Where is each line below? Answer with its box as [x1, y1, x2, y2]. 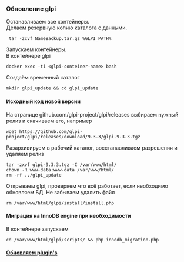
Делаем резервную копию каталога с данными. [6, 24, 128, 31]
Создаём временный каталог [6, 74, 80, 81]
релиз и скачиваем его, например [6, 117, 92, 124]
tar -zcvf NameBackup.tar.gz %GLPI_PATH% [8, 36, 112, 42]
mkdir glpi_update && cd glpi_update [6, 85, 99, 91]
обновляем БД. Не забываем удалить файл [6, 188, 115, 195]
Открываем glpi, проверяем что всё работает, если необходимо [6, 182, 169, 190]
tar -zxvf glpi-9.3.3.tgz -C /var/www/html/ [6, 161, 117, 168]
